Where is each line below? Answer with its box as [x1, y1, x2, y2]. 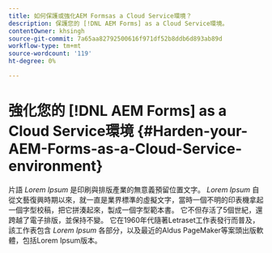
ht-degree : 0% [8, 58, 57, 66]
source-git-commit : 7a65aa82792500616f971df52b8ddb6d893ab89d [8, 34, 223, 43]
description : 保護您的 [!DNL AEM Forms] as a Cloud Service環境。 [8, 19, 229, 28]
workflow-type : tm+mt [8, 42, 82, 50]
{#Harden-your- [137, 122, 249, 140]
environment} [8, 157, 104, 175]
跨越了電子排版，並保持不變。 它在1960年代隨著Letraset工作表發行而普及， [8, 215, 260, 225]
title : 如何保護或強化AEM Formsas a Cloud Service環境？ [8, 11, 193, 20]
